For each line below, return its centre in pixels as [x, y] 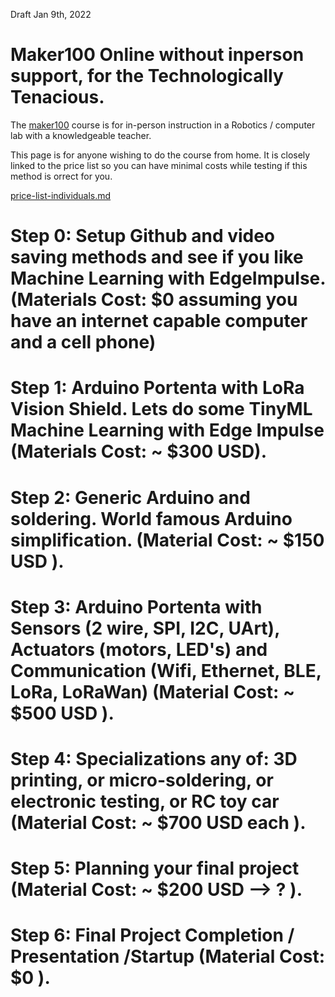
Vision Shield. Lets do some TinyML [161, 409]
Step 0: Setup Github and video [143, 236]
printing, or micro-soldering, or [142, 780]
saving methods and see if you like [157, 257]
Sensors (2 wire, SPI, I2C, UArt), [145, 628]
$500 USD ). [62, 713]
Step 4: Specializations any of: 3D [154, 758]
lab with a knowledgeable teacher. [81, 135]
